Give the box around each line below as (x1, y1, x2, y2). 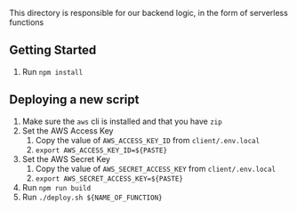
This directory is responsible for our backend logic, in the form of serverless (9, 8, 289, 18)
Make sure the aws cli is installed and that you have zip (21, 116, 222, 126)
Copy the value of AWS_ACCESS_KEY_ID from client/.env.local (35, 134, 261, 145)
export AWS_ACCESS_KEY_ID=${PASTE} (35, 146, 167, 155)
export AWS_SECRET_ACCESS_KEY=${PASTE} (35, 174, 184, 183)
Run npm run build (21, 182, 92, 192)
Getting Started (9, 43, 97, 58)
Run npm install (21, 66, 84, 77)
